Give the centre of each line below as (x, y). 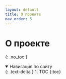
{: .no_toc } (16, 57)
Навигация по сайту (31, 67)
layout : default (22, 10)
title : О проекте (23, 14)
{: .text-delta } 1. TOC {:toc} (33, 72)
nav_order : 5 (19, 19)
